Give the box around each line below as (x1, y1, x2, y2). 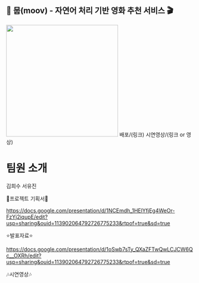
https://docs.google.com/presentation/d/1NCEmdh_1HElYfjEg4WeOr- (6, 207, 175, 214)
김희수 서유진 (6, 182, 37, 189)
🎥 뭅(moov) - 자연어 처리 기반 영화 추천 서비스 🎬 (6, 5, 174, 16)
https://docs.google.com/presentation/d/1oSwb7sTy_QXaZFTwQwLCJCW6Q (6, 245, 193, 253)
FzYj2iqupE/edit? (6, 213, 48, 220)
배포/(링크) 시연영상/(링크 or (119, 130, 185, 138)
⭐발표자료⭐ (6, 232, 33, 239)
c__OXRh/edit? (6, 252, 42, 259)
